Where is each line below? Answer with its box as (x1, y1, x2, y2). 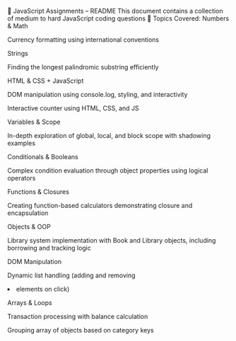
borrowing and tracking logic (7, 244, 92, 252)
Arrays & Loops (7, 299, 52, 307)
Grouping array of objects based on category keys (7, 326, 154, 334)
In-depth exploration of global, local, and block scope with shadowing (7, 132, 211, 139)
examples (7, 139, 36, 147)
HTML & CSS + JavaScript (7, 76, 84, 85)
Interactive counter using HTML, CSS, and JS (7, 104, 139, 112)
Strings (7, 50, 28, 57)
